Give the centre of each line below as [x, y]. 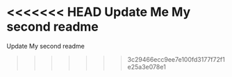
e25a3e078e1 [147, 67]
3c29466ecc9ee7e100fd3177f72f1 [176, 59]
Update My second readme [45, 46]
